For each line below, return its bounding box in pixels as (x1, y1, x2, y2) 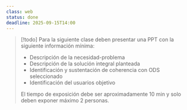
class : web (6, 8, 33, 15)
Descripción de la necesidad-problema (29, 54, 125, 61)
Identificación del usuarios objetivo (29, 79, 116, 86)
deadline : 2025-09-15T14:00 (6, 20, 76, 26)
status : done (6, 14, 39, 20)
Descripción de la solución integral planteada (29, 60, 141, 67)
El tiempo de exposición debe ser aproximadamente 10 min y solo (20, 90, 181, 98)
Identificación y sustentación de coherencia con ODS (29, 67, 160, 74)
